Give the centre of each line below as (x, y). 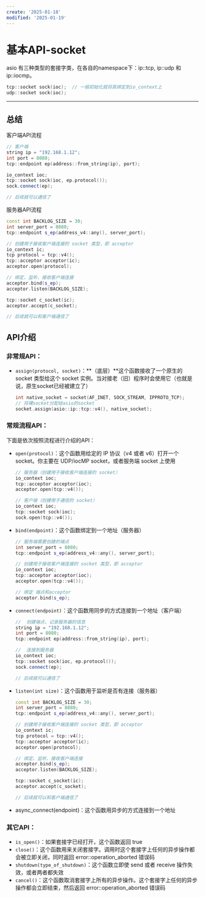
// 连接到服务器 (34, 650)
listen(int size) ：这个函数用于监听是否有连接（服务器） (88, 690)
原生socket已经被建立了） (59, 385)
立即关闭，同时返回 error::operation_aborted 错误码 (90, 857)
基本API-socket (46, 50)
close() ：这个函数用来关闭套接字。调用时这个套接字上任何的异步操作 (102, 850)
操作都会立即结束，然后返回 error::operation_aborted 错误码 (90, 888)
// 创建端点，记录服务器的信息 (50, 622)
